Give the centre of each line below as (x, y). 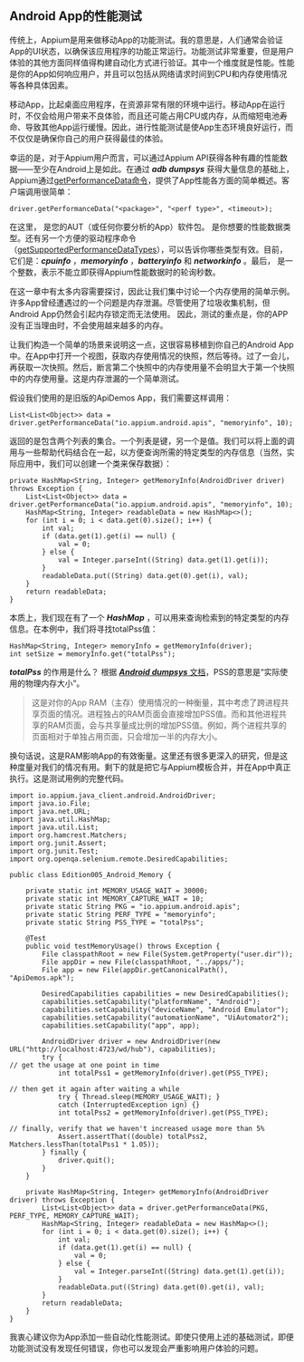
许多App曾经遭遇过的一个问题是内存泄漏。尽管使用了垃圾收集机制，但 (140, 303)
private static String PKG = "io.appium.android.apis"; (133, 906)
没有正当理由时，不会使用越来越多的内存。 (89, 325)
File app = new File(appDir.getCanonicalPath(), (135, 970)
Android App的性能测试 (76, 16)
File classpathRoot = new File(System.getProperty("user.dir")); (168, 954)
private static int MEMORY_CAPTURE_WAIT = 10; (115, 898)
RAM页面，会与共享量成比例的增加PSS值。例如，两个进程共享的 (167, 725)
